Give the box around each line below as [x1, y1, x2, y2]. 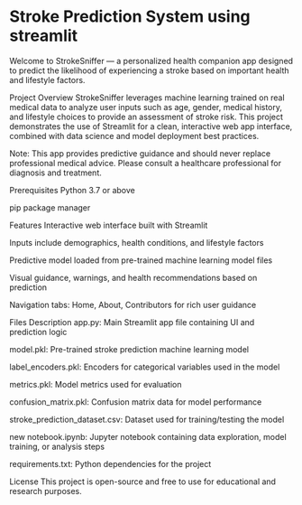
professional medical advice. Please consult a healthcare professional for [9, 157, 282, 168]
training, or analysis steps [9, 441, 105, 452]
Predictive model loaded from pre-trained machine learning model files [9, 255, 273, 266]
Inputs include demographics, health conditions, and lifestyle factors [9, 237, 264, 248]
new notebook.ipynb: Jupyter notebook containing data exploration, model [9, 431, 287, 442]
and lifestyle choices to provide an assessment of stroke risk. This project [9, 111, 284, 122]
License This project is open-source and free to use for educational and [9, 476, 277, 487]
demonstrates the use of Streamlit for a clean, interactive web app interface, [9, 120, 293, 132]
